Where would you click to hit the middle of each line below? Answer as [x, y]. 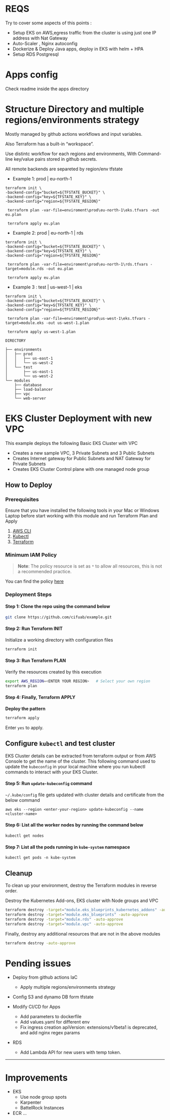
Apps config [32, 75]
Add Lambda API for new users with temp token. [71, 1053]
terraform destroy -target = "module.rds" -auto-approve [64, 919]
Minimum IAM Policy [31, 555]
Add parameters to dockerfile [51, 1017]
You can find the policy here [35, 581]
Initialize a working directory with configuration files [59, 640]
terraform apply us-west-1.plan [41, 332]
